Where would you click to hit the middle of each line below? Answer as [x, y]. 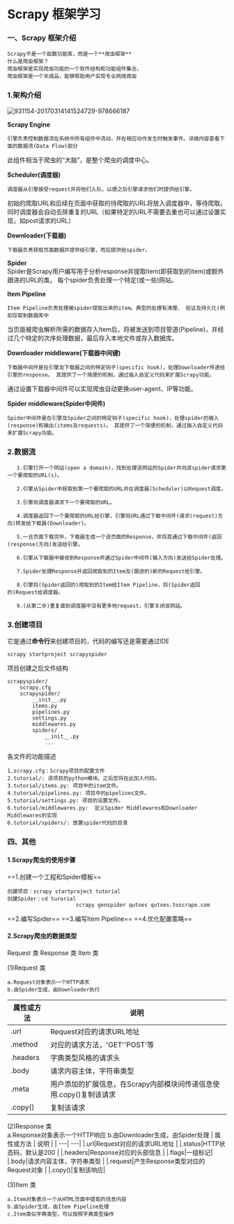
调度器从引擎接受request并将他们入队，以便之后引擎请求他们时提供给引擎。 [101, 189]
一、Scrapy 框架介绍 [42, 38]
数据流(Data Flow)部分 [47, 146]
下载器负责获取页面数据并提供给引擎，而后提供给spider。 [79, 250]
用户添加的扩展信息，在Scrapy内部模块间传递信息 [131, 1084]
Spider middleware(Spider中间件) [56, 403]
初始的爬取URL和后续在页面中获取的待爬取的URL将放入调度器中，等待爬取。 [117, 203]
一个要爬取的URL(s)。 [35, 476]
